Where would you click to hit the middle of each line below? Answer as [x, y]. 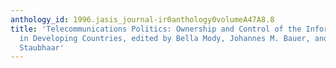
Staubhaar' [42, 47]
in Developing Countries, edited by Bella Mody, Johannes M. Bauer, [165, 38]
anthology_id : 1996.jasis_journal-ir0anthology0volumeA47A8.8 [142, 19]
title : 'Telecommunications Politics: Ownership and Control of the [156, 29]
